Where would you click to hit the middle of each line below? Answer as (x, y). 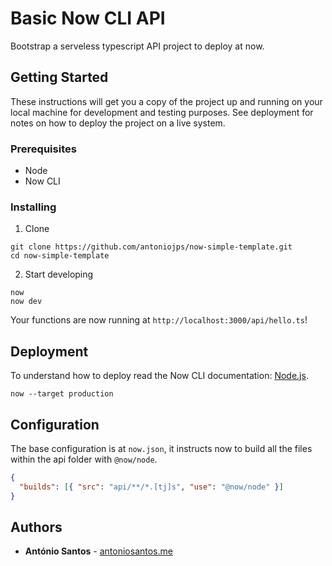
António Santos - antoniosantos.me (98, 551)
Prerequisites (43, 149)
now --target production (62, 394)
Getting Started (59, 77)
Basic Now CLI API (88, 18)
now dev (26, 302)
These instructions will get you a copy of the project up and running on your (166, 101)
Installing (33, 207)
